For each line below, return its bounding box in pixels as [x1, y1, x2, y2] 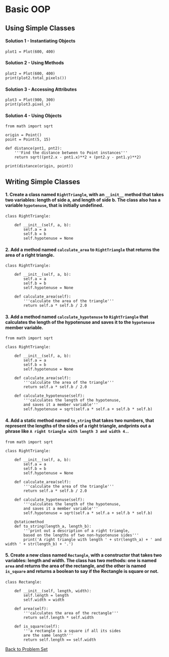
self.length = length [23, 593, 69, 598]
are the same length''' [23, 633, 73, 638]
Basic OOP [5, 4, 51, 15]
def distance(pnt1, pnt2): [5, 146, 62, 151]
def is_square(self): [14, 624, 60, 629]
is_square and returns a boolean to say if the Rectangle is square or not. [5, 568, 159, 574]
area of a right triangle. [5, 252, 55, 258]
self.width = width [23, 597, 65, 602]
